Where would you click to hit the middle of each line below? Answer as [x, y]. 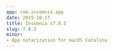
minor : [15, 35]
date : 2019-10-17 [28, 18]
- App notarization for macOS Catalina [57, 40]
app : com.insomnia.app [35, 12]
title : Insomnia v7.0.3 [36, 23]
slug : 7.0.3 [21, 29]
